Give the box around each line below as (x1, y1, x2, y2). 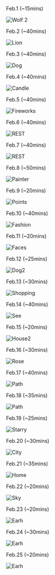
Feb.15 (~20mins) (6, 324, 48, 331)
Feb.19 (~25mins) (6, 415, 48, 422)
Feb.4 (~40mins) (6, 73, 47, 80)
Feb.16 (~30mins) (6, 347, 48, 353)
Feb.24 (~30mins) (6, 529, 50, 535)
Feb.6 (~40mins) (6, 119, 47, 126)
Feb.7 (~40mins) (6, 142, 46, 149)
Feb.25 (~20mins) (6, 552, 49, 558)
